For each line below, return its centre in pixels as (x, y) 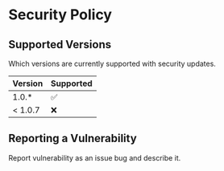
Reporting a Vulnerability (73, 138)
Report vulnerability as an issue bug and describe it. (95, 157)
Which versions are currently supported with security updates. (112, 63)
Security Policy (60, 15)
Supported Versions (60, 45)
